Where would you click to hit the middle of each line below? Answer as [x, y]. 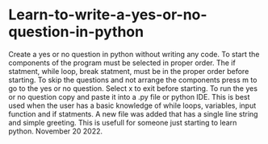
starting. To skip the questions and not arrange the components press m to [133, 80]
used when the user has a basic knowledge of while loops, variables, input [132, 105]
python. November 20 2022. [56, 131]
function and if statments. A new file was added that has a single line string [133, 113]
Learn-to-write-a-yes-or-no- [108, 15]
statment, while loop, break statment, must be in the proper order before [129, 71]
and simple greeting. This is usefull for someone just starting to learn [123, 122]
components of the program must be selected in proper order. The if [122, 63]
